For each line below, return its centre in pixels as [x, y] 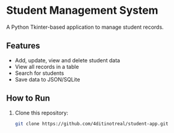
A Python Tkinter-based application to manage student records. [85, 27]
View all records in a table [47, 66]
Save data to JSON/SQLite [47, 79]
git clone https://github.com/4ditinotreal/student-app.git [91, 123]
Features [23, 46]
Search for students [39, 73]
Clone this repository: [41, 113]
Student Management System [82, 10]
